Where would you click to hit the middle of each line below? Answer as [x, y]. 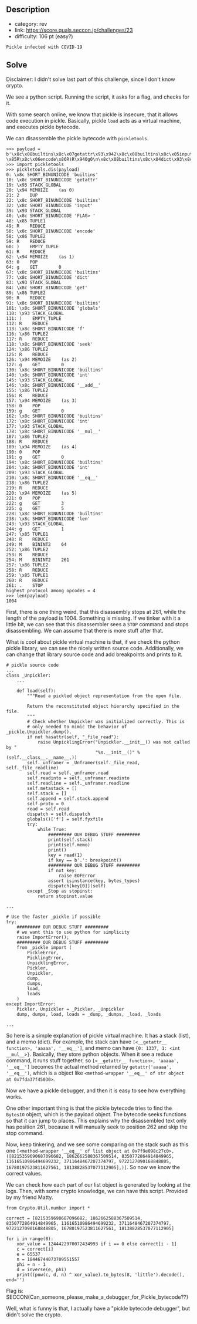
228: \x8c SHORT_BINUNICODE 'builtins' [55, 514]
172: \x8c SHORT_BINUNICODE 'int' [48, 421]
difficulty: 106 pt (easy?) [44, 36]
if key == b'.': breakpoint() [85, 860]
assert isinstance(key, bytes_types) [94, 881]
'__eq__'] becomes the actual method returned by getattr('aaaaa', [89, 1066]
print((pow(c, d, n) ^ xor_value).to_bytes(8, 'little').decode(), [101, 1275]
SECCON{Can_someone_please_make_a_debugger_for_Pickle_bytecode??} [97, 1297]
